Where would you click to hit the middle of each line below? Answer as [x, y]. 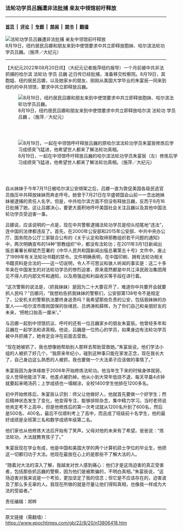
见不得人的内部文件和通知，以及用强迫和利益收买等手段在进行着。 [75, 276]
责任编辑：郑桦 [21, 501]
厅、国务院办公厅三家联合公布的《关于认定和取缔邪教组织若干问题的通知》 [84, 237]
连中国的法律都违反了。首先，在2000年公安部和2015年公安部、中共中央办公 [85, 231]
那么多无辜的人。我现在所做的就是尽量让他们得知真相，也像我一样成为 [88, 484]
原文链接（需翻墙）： [27, 517]
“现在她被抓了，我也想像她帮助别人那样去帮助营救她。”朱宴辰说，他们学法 [82, 347]
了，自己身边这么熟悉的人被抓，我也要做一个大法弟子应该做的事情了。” [79, 359]
